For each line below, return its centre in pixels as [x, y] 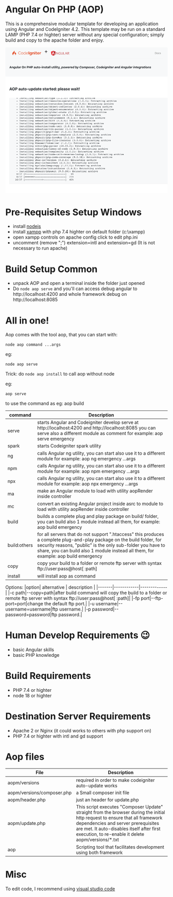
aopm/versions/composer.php [40, 793]
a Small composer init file [103, 793]
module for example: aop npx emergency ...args [88, 484]
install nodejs [27, 226]
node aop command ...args [33, 345]
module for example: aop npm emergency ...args [89, 471]
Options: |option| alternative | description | [50, 587]
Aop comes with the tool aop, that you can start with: [61, 335]
